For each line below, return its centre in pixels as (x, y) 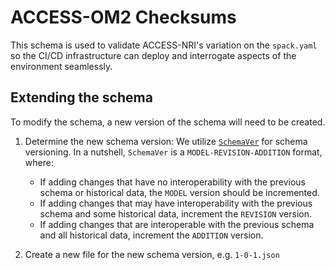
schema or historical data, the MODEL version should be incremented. (179, 192)
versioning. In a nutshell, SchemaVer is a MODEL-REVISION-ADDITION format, (173, 152)
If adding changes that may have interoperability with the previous (176, 203)
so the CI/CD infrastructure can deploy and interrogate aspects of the (153, 55)
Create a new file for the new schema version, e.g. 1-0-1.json (152, 254)
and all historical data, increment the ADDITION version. (151, 235)
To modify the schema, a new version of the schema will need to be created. (168, 122)
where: (39, 162)
